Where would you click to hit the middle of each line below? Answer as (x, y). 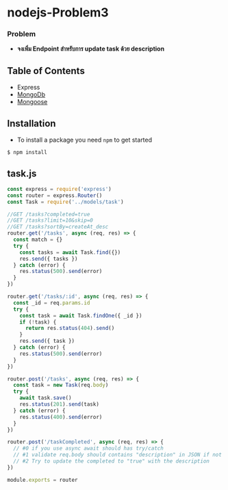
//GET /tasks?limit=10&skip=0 (50, 220)
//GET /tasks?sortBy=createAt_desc (58, 227)
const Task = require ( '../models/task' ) (66, 202)
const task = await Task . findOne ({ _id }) (81, 315)
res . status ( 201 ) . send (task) (59, 404)
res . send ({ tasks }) (49, 259)
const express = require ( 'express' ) (59, 189)
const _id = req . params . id (52, 302)
